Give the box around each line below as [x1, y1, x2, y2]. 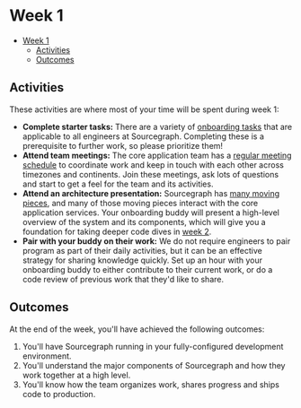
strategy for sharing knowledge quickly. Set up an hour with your [22, 255, 263, 265]
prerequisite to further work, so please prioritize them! [22, 140, 223, 151]
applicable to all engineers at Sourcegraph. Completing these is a [22, 131, 265, 142]
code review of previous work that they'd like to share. [22, 273, 225, 284]
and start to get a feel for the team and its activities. [22, 178, 214, 189]
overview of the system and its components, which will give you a [22, 216, 267, 227]
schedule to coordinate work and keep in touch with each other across [22, 159, 285, 170]
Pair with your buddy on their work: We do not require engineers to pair [22, 235, 291, 247]
